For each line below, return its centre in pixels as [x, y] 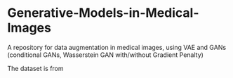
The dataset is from [36, 68]
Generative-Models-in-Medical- [103, 13]
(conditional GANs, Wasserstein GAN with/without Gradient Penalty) [105, 55]
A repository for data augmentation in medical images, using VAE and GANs [117, 47]
